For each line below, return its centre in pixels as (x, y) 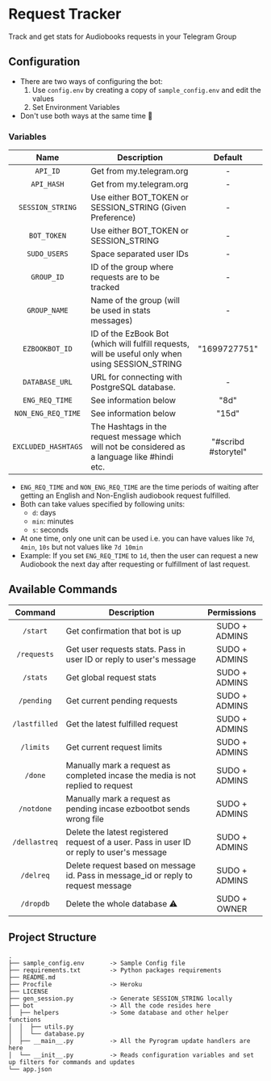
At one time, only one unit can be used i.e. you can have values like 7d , (138, 539)
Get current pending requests (122, 700)
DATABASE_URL (48, 382)
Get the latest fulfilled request (122, 724)
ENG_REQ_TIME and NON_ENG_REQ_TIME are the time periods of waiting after (140, 487)
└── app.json (30, 1069)
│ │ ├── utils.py (41, 1027)
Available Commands (63, 589)
